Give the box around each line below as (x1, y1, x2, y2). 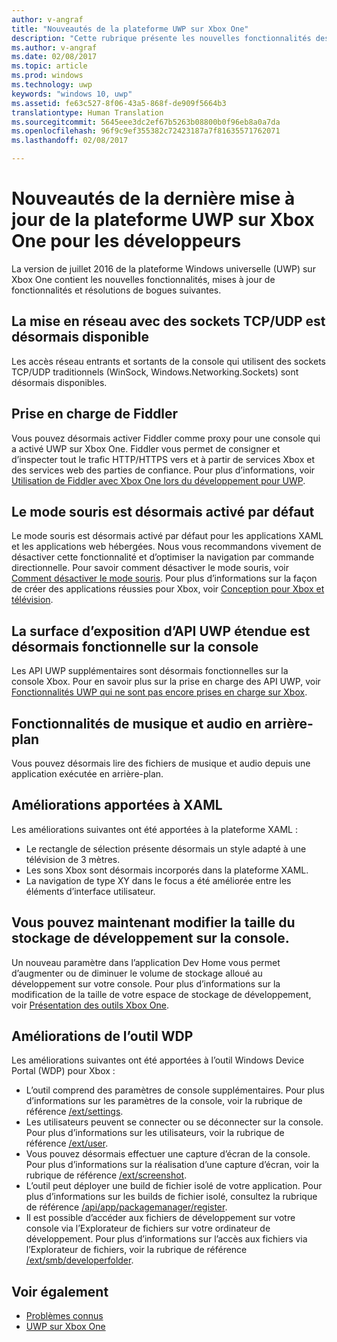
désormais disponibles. (11, 376, 108, 388)
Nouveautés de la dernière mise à (11, 187, 296, 210)
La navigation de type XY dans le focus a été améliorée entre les (25, 874, 292, 886)
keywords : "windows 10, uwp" (11, 89, 133, 99)
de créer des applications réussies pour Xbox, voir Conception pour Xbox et (11, 583, 325, 595)
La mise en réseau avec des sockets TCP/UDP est (11, 313, 326, 330)
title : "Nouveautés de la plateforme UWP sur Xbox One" (11, 24, 249, 34)
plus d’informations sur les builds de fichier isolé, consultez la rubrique (25, 1191, 318, 1203)
